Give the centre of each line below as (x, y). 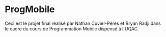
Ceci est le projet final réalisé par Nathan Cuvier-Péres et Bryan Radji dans (83, 23)
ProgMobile (30, 9)
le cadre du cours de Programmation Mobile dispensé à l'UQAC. (72, 28)
